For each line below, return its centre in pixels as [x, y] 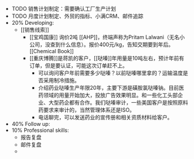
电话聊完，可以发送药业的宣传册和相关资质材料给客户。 [105, 117]
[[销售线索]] [35, 30]
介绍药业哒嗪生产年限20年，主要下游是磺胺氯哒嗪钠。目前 [108, 88]
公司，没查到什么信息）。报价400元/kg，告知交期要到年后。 [101, 44]
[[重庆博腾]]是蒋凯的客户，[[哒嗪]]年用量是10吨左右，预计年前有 [107, 58]
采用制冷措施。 [62, 80]
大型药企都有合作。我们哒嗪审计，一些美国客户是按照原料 [119, 103]
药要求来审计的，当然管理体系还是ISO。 [86, 110]
